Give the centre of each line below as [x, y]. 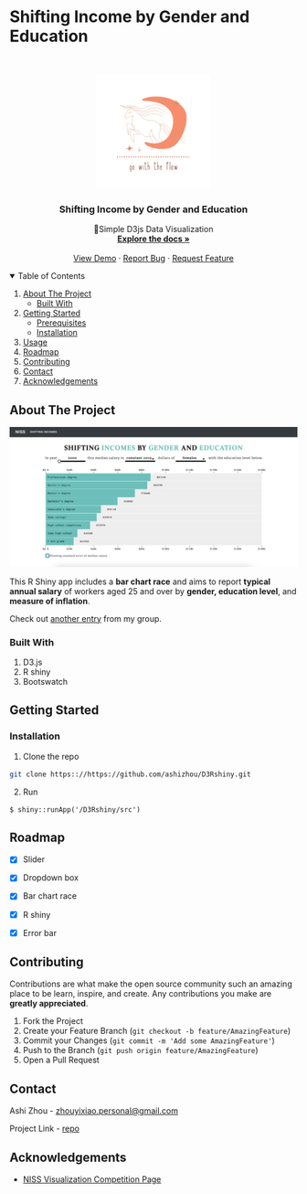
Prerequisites [61, 323]
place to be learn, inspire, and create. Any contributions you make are [141, 994]
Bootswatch [45, 681]
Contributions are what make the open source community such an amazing [151, 984]
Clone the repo [51, 756]
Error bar [40, 933]
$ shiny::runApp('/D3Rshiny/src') [75, 810]
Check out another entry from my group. [86, 618]
